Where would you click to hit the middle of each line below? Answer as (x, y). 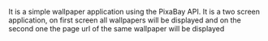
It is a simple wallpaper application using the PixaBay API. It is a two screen (134, 12)
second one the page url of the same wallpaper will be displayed (117, 29)
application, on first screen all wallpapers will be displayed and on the (125, 20)
